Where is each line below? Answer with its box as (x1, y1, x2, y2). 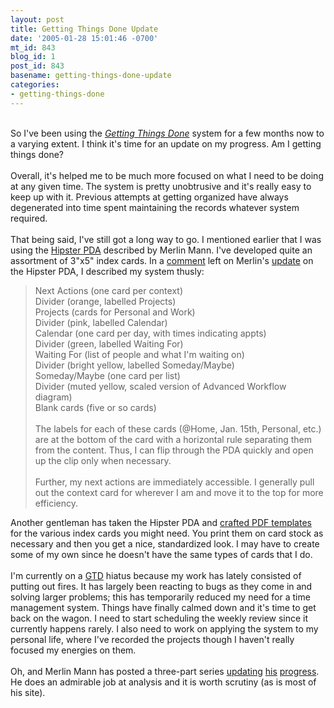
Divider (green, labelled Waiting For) (34, 337, 184, 350)
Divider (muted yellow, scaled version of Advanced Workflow (34, 380, 287, 392)
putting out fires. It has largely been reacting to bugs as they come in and (10, 580, 313, 592)
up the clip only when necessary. (34, 454, 172, 466)
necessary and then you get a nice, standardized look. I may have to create (10, 537, 320, 550)
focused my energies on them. (10, 644, 137, 656)
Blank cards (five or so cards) (34, 401, 157, 413)
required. (10, 212, 48, 224)
